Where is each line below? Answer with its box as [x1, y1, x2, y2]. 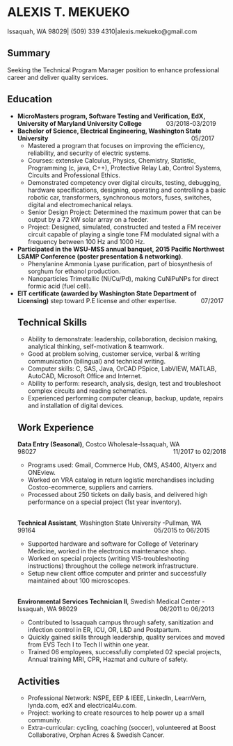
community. [27, 716, 62, 724]
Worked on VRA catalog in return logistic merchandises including [27, 476, 214, 484]
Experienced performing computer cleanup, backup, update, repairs [27, 394, 224, 403]
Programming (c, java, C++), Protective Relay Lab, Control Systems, [27, 163, 223, 172]
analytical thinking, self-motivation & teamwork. [27, 342, 165, 351]
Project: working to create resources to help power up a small [27, 708, 204, 717]
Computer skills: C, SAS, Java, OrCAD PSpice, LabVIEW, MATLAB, [27, 364, 217, 373]
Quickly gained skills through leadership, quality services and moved [27, 633, 225, 642]
